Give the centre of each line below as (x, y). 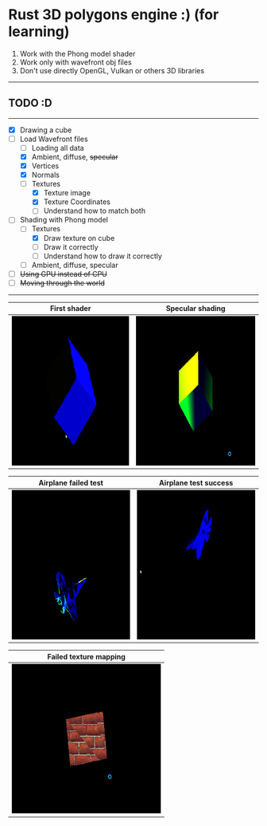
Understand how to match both (94, 211)
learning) (39, 31)
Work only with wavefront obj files (76, 62)
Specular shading (195, 309)
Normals (45, 175)
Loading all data (58, 147)
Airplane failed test (71, 482)
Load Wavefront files (54, 139)
